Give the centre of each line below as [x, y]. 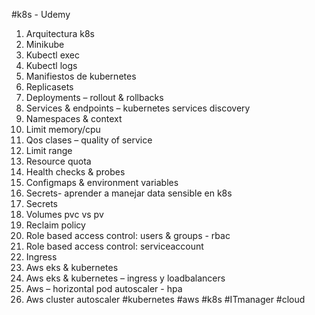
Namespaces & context [74, 118]
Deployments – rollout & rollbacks [94, 97]
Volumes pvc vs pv [64, 214]
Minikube [45, 44]
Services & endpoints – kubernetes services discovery [138, 108]
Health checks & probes [75, 172]
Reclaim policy [55, 225]
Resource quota [58, 161]
